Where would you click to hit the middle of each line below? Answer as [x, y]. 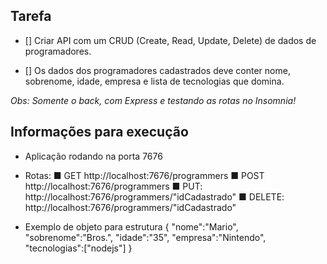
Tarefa [31, 16]
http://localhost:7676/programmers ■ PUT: [113, 186]
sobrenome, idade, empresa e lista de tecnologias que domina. [154, 81]
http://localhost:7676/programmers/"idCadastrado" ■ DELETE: [154, 196]
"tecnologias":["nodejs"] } [78, 248]
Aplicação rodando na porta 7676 [93, 156]
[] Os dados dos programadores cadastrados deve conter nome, [157, 70]
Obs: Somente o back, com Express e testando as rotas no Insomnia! [153, 100]
